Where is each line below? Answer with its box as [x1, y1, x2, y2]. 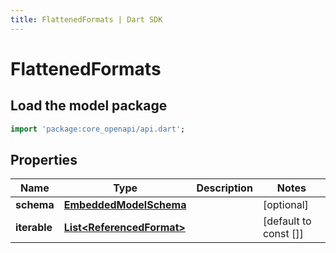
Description [196, 181, 253, 195]
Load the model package [10, 97, 168, 115]
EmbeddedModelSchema [63, 198, 187, 212]
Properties [10, 151, 78, 168]
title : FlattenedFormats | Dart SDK [10, 14, 163, 25]
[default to [262, 214, 312, 228]
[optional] [262, 198, 309, 212]
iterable [15, 221, 53, 235]
